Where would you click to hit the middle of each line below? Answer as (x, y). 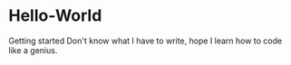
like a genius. (33, 50)
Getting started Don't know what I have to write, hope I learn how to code (145, 41)
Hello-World (55, 16)
